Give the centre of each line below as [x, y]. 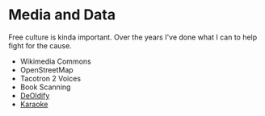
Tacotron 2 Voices [50, 78]
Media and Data [62, 15]
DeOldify [35, 95]
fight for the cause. [40, 45]
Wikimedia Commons [55, 61]
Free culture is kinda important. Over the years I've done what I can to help [133, 37]
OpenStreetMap [47, 69]
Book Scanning [45, 87]
